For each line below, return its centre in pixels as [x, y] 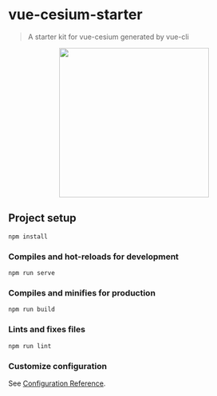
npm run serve [32, 273]
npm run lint [30, 346]
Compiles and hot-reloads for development [94, 257]
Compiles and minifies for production [82, 292]
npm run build [32, 310]
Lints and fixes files [47, 330]
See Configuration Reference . [57, 383]
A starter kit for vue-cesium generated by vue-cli [108, 37]
